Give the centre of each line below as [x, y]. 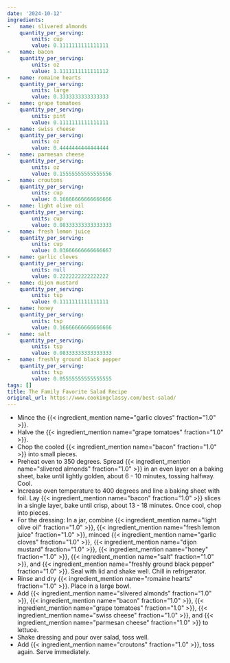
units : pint [49, 116]
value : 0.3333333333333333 [70, 97]
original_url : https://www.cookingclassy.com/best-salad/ [92, 398]
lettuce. [28, 630]
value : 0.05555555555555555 [72, 379]
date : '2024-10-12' [35, 13]
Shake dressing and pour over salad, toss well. [83, 637]
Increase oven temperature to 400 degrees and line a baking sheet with [118, 491]
